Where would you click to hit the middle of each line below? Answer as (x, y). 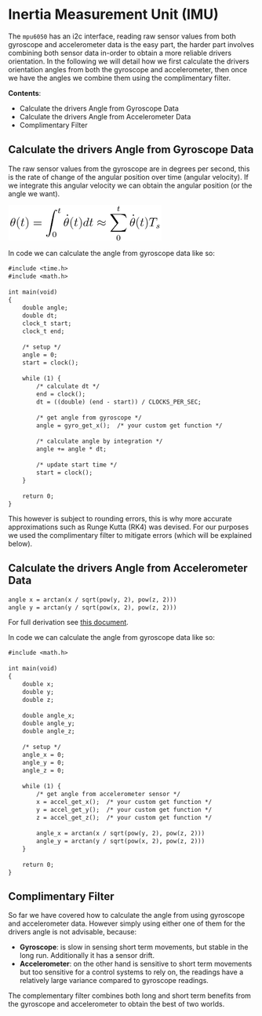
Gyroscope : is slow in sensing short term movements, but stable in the (134, 947)
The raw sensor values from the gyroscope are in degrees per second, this (129, 168)
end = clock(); (61, 394)
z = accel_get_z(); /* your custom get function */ (124, 817)
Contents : (25, 93)
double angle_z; (49, 731)
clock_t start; (47, 323)
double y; (38, 692)
